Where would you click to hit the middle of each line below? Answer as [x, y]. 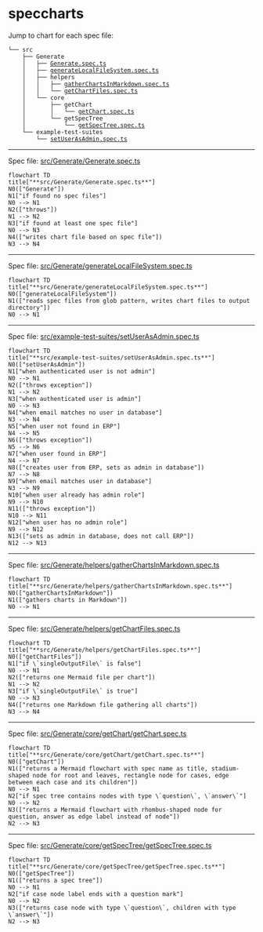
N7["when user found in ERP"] [58, 453]
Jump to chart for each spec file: [61, 35]
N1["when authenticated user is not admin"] [82, 371]
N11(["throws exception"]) [52, 508]
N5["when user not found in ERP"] [65, 426]
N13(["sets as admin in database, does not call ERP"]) [101, 536]
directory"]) [29, 308]
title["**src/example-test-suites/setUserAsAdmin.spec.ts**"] [112, 358]
